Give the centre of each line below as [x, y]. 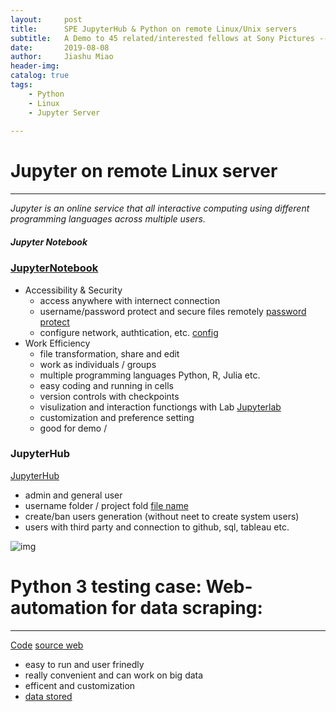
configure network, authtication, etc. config [129, 332]
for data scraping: [187, 608]
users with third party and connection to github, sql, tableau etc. [157, 527]
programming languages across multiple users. [108, 219]
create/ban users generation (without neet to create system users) [162, 516]
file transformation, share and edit [109, 353]
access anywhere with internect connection [130, 300]
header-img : [35, 66]
